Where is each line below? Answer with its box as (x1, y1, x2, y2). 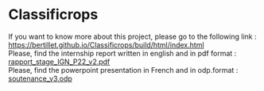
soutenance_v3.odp (8, 74, 73, 83)
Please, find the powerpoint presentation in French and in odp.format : (8, 65, 239, 74)
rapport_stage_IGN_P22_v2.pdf (8, 57, 111, 66)
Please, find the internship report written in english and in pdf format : (8, 48, 237, 58)
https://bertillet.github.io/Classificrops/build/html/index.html (8, 40, 204, 49)
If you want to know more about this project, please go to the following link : (8, 32, 257, 41)
